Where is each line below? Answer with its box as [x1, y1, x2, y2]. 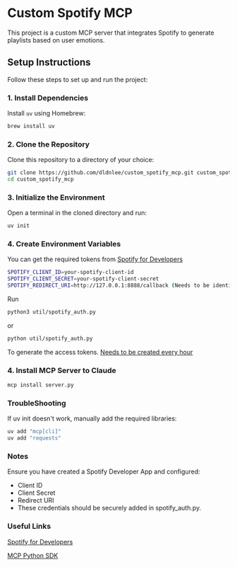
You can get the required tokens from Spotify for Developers [7, 255, 183, 263]
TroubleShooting [7, 398, 66, 408]
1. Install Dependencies [7, 93, 89, 103]
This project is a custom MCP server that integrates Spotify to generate [7, 28, 214, 37]
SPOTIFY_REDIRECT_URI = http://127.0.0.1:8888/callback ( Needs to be [7, 282, 210, 290]
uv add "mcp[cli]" [7, 428, 61, 435]
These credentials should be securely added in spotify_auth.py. [17, 504, 202, 512]
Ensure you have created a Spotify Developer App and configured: [7, 467, 201, 476]
